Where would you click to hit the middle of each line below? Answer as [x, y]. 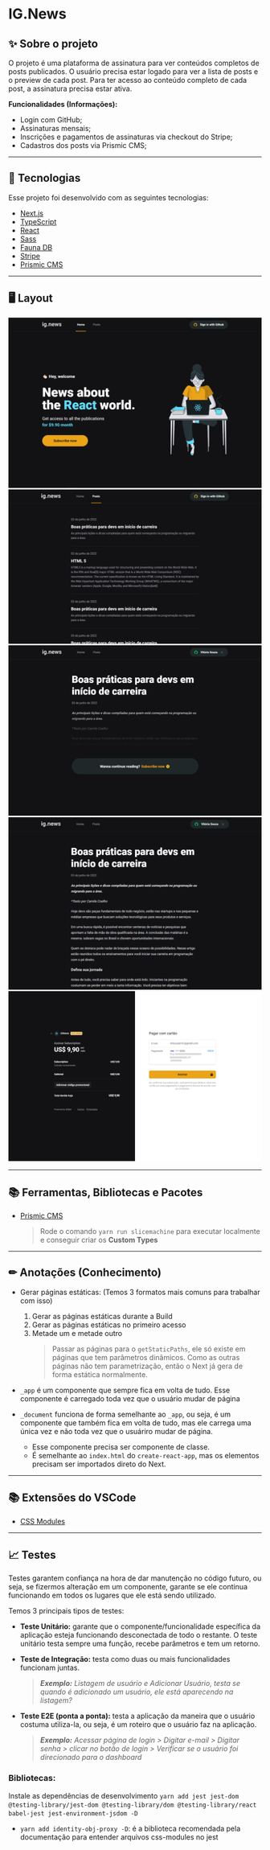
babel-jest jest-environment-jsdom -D [73, 1813]
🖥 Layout [31, 298]
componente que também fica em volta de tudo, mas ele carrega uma [135, 1422]
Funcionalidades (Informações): [63, 104]
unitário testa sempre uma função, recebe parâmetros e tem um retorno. [140, 1644]
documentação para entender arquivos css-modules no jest [119, 1837]
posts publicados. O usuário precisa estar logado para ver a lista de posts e [133, 72]
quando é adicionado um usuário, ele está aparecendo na [137, 1692]
